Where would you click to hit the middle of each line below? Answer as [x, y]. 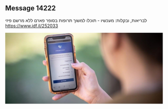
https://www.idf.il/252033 [32, 26]
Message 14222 [30, 8]
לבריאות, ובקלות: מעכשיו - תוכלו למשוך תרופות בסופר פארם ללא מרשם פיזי [76, 20]
